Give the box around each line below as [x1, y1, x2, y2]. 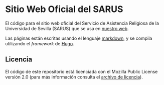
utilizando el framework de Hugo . [5, 40, 74, 46]
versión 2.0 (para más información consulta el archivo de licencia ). [5, 74, 143, 80]
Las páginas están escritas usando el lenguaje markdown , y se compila [5, 35, 152, 41]
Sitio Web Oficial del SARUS [5, 4, 123, 15]
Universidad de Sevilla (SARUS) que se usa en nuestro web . [5, 25, 129, 31]
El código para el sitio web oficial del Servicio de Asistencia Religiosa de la [5, 20, 159, 26]
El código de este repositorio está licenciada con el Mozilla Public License [5, 68, 158, 74]
